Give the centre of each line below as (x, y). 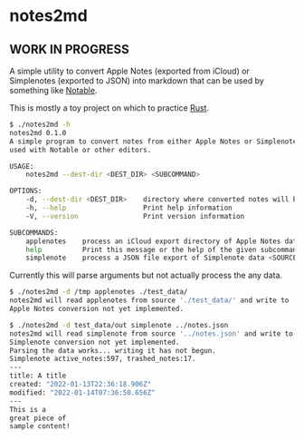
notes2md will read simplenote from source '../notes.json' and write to (152, 333)
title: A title (38, 376)
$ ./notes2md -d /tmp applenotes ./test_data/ (99, 292)
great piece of (38, 418)
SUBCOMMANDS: (34, 232)
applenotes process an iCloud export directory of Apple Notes (153, 241)
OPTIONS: (26, 191)
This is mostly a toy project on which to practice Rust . (109, 108)
